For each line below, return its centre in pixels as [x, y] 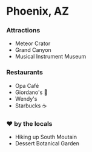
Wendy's [26, 98]
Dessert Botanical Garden [47, 143]
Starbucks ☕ [31, 106]
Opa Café [27, 85]
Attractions [23, 31]
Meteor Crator [33, 43]
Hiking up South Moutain [46, 137]
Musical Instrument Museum [51, 57]
